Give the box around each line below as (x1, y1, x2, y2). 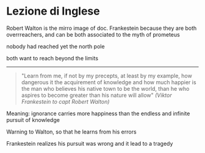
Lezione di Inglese (6, 4, 100, 18)
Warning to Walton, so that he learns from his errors (6, 128, 137, 135)
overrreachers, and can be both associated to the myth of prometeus (6, 30, 180, 38)
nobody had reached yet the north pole (6, 43, 105, 50)
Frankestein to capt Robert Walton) (21, 98, 110, 105)
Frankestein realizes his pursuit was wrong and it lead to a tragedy (6, 140, 173, 147)
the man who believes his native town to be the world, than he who (21, 85, 190, 92)
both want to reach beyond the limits (6, 54, 99, 62)
